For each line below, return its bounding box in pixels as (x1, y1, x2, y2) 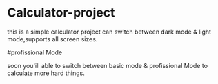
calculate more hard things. (7, 69, 85, 77)
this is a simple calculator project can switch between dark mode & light (7, 28, 212, 36)
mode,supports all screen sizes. (7, 34, 98, 43)
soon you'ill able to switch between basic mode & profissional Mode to (7, 61, 208, 70)
